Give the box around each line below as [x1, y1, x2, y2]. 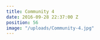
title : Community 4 [6, 8, 55, 15]
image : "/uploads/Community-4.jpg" [6, 25, 95, 31]
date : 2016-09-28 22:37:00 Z [6, 14, 79, 20]
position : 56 [6, 19, 39, 25]
